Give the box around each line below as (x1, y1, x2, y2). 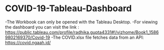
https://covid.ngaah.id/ (5, 39, 51, 45)
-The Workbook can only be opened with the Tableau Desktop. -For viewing (5, 19, 158, 25)
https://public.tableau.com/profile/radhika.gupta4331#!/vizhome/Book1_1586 (5, 29, 159, 35)
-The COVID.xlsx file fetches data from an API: (51, 34, 144, 40)
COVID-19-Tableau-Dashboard (5, 3, 132, 14)
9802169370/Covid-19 (5, 34, 50, 40)
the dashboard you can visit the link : (5, 24, 80, 30)
